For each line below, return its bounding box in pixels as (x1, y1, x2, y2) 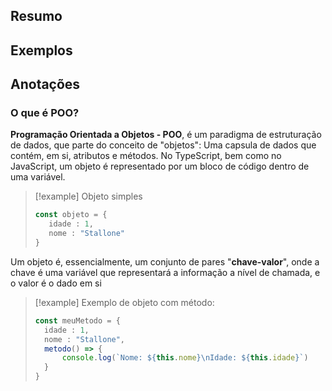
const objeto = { (34, 210, 108, 220)
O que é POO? (10, 106, 80, 120)
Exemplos (10, 42, 73, 59)
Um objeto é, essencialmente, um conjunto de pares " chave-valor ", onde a (10, 255, 320, 268)
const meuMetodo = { (34, 315, 121, 326)
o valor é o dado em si (10, 277, 102, 289)
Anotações (10, 76, 81, 93)
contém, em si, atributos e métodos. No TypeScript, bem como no (10, 150, 282, 162)
